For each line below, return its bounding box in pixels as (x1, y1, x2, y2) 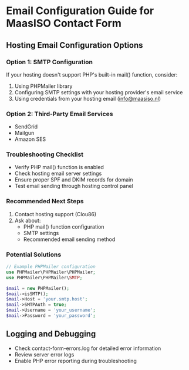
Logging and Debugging (6, 329, 96, 339)
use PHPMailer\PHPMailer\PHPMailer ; (6, 269, 96, 275)
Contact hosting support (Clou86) (14, 210, 97, 217)
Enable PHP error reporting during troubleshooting (14, 357, 137, 364)
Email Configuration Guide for (6, 4, 154, 18)
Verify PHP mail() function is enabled (14, 164, 104, 171)
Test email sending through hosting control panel (14, 183, 133, 190)
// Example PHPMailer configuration (6, 264, 96, 270)
